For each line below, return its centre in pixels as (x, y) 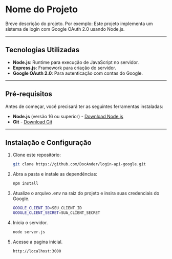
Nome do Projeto (42, 9)
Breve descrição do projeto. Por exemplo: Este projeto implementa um (79, 24)
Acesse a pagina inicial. (38, 242)
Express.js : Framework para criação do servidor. (64, 68)
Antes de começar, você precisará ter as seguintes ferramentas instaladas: (84, 106)
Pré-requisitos (29, 94)
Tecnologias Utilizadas (42, 50)
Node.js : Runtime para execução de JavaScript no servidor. (76, 62)
